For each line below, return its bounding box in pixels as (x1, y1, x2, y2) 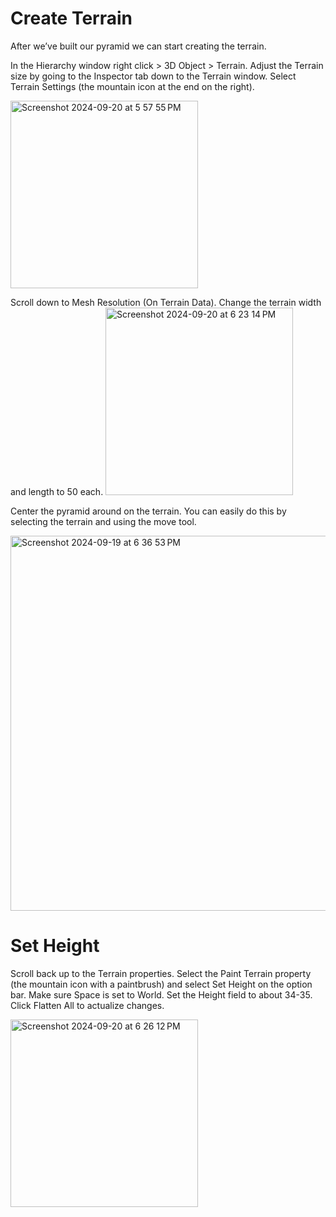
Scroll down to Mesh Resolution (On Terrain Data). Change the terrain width (10, 296, 322, 308)
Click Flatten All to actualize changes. (10, 999, 165, 1011)
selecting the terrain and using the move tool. (10, 515, 197, 527)
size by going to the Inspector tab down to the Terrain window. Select (10, 70, 297, 82)
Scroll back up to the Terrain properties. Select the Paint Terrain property (10, 967, 312, 979)
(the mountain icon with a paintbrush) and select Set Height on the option (10, 978, 313, 990)
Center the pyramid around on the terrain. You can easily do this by (10, 505, 287, 517)
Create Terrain (10, 7, 133, 30)
